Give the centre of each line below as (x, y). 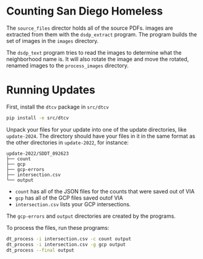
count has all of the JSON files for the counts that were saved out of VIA (105, 191)
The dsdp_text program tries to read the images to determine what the (94, 52)
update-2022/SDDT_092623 (38, 153)
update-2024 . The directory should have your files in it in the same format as (101, 136)
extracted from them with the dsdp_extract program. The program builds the (101, 34)
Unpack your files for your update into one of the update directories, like (96, 129)
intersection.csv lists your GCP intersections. (73, 204)
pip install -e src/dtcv (38, 118)
